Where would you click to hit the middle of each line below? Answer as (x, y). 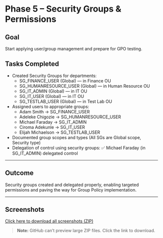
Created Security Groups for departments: (54, 76)
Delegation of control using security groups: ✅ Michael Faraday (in (79, 148)
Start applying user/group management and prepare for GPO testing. (74, 49)
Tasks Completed (32, 64)
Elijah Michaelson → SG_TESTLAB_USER (60, 132)
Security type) (26, 143)
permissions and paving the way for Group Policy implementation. (71, 190)
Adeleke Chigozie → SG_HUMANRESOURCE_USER (70, 117)
